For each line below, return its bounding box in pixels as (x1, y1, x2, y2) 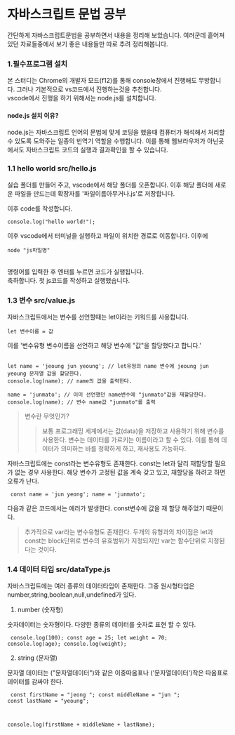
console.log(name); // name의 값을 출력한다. (7, 378, 133, 385)
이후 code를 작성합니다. (7, 204, 73, 213)
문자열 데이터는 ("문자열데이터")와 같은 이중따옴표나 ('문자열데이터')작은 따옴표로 (7, 668, 229, 677)
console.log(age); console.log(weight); (7, 640, 128, 648)
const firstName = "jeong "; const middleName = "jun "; (10, 691, 180, 698)
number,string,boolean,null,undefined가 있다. (7, 590, 137, 599)
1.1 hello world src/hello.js (7, 164, 97, 173)
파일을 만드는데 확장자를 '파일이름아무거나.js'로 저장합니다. (14, 189, 175, 197)
